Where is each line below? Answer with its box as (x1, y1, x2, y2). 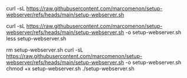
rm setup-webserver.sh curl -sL (6, 46, 84, 53)
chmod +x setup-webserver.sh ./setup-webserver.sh (6, 65, 134, 72)
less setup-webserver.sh (6, 35, 67, 42)
